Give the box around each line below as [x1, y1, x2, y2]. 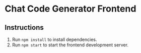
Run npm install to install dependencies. [12, 36, 97, 42]
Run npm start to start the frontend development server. [12, 42, 129, 48]
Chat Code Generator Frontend [5, 3, 136, 15]
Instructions [5, 23, 44, 32]
